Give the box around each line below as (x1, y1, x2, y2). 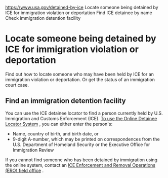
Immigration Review (12, 147, 54, 153)
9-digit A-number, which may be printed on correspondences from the (12, 136, 160, 142)
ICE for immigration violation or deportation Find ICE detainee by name (5, 10, 153, 16)
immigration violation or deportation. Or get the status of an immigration (5, 76, 155, 83)
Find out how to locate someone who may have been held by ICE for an (5, 71, 154, 77)
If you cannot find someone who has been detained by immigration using (5, 157, 158, 163)
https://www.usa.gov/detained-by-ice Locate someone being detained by (5, 5, 158, 10)
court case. (5, 82, 29, 88)
